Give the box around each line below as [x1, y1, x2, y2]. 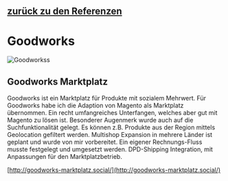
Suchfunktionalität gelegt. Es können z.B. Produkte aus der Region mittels [7, 123, 216, 131]
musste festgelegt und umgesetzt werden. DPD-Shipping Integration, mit [7, 145, 213, 153]
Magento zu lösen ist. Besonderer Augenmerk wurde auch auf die [7, 116, 194, 125]
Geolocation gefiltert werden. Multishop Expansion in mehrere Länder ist [7, 131, 213, 139]
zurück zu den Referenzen [7, 6, 122, 17]
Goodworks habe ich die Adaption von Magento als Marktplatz [7, 101, 184, 109]
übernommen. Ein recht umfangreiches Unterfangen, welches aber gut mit [7, 109, 218, 117]
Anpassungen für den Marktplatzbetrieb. [7, 153, 122, 161]
